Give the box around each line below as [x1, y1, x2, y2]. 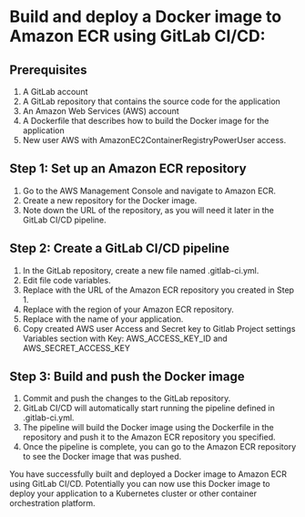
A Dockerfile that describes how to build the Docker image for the [22, 116, 269, 126]
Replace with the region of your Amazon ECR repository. [22, 304, 235, 315]
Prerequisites [9, 62, 87, 78]
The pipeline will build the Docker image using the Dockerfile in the [22, 422, 275, 433]
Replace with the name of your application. [22, 313, 184, 325]
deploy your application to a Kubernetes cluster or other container [9, 488, 258, 499]
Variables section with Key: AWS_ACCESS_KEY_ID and [22, 333, 228, 344]
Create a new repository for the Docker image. [22, 194, 198, 206]
